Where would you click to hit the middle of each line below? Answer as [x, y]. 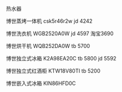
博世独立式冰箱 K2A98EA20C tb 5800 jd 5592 [61, 58]
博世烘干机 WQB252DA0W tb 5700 [48, 46]
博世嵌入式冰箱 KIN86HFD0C [41, 83]
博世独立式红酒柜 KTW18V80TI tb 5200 [53, 71]
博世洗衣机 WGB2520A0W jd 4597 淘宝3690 [60, 33]
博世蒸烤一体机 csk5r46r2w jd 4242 [49, 21]
